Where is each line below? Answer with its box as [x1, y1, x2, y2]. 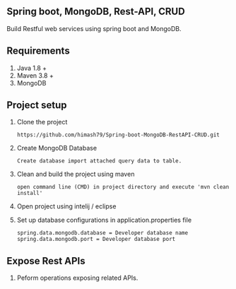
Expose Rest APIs [6, 254, 85, 267]
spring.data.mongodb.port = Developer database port [16, 236, 176, 243]
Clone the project [16, 118, 68, 126]
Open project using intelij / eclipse [16, 202, 117, 211]
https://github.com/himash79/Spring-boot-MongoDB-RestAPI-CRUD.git [16, 131, 220, 138]
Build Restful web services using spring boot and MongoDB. [6, 24, 182, 33]
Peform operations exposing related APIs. [16, 273, 138, 282]
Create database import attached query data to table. [16, 158, 182, 165]
